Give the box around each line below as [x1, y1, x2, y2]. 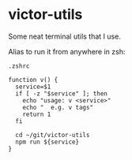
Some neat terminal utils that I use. [8, 32, 121, 41]
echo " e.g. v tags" [22, 103, 93, 111]
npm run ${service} [15, 138, 80, 146]
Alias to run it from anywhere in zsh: [8, 47, 126, 56]
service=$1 [15, 83, 51, 91]
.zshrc [8, 61, 30, 70]
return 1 [22, 110, 51, 118]
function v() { [8, 76, 58, 84]
